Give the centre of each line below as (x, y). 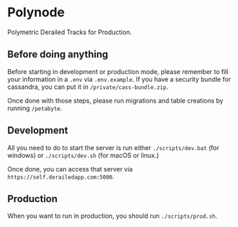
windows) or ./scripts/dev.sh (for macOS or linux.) (83, 155)
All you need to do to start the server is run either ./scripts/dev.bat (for (113, 147)
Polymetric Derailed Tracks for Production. (70, 32)
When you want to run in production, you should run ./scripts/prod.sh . (113, 216)
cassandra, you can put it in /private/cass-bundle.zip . (88, 87)
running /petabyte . (35, 108)
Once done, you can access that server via (70, 169)
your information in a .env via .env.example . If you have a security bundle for (119, 79)
